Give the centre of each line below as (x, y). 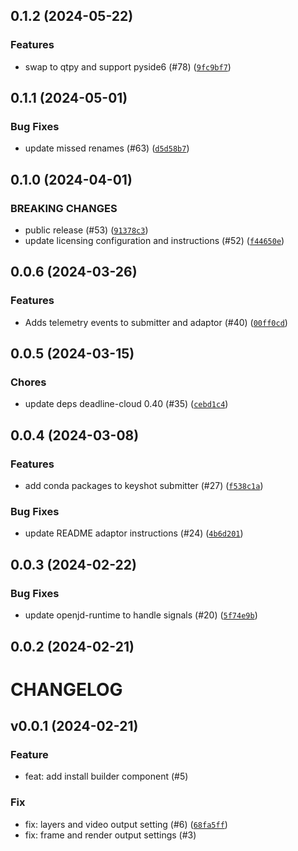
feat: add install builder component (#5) (106, 776)
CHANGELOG (66, 689)
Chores (28, 382)
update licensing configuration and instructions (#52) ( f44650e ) (154, 241)
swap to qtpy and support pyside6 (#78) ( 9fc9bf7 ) (128, 66)
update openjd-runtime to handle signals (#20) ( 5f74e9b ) (141, 615)
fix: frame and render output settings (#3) (110, 835)
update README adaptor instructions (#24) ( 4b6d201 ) (134, 533)
